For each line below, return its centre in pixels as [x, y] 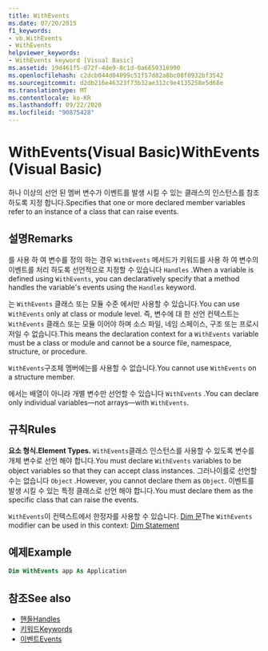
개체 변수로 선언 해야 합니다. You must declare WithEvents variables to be [125, 460]
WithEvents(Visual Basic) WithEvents [134, 152]
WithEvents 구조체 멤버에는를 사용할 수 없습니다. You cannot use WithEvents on [132, 368]
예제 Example [40, 552]
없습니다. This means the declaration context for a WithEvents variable [145, 334]
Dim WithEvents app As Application [68, 571]
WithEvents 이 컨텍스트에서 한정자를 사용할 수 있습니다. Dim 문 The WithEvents [130, 516]
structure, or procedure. [48, 351]
